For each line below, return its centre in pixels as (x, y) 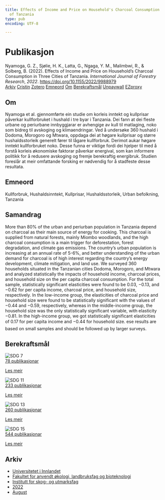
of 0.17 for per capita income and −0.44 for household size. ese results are (81, 321)
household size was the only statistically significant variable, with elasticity (81, 310)
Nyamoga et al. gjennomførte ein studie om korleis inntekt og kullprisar (77, 114)
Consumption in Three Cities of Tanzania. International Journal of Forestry (81, 77)
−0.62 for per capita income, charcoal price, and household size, (71, 290)
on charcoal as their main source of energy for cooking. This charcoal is (78, 232)
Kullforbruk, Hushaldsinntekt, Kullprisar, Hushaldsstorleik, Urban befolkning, (82, 194)
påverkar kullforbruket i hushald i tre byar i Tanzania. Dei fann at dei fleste (80, 119)
